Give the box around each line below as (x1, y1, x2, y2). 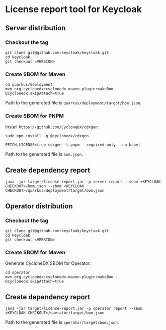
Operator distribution (5, 202, 73, 210)
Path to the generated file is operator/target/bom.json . (5, 319, 119, 325)
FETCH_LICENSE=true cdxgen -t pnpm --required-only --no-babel (5, 142, 141, 147)
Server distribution (5, 24, 66, 32)
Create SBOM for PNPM (5, 113, 64, 120)
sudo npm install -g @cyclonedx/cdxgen (5, 134, 89, 139)
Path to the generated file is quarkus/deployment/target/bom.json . (5, 100, 142, 106)
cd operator (5, 270, 30, 276)
